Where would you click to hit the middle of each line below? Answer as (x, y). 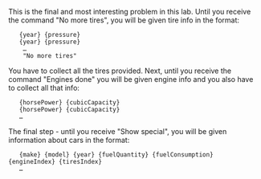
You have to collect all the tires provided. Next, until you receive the (120, 71)
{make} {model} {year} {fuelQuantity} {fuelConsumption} (116, 155)
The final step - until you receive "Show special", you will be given (118, 131)
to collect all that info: (44, 88)
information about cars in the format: (69, 140)
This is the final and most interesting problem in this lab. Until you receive (130, 12)
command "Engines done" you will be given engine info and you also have (131, 79)
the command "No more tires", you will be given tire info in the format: (124, 20)
